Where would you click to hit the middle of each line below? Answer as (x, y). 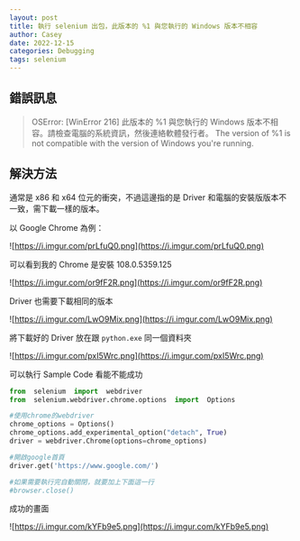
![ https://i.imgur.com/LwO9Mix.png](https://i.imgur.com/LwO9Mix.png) (141, 319)
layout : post (34, 18)
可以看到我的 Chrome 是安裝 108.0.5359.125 (91, 264)
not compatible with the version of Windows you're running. (142, 143)
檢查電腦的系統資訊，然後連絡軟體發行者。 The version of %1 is (173, 133)
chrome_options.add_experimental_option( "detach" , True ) (118, 433)
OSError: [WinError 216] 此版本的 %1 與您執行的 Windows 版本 (147, 122)
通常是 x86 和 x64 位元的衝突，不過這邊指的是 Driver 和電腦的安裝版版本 (144, 197)
